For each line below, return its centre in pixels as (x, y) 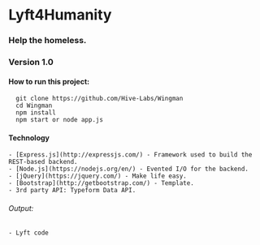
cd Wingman (34, 106)
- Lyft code (28, 233)
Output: (21, 208)
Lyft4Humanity (60, 15)
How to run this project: (49, 81)
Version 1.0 (31, 62)
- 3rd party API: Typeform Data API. (72, 191)
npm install (36, 113)
